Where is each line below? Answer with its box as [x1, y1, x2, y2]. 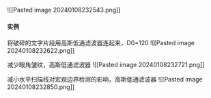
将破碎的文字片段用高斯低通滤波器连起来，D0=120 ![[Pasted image [7, 39, 195, 47]
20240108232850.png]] [7, 83, 75, 91]
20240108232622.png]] [7, 47, 75, 55]
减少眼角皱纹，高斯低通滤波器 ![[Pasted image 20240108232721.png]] [7, 61, 205, 69]
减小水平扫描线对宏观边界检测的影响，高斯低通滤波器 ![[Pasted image [7, 75, 203, 84]
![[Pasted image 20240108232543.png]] [7, 6, 121, 14]
